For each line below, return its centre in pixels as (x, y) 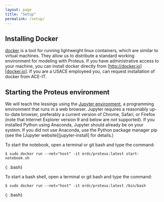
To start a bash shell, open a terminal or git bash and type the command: (79, 177)
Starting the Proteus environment (57, 92)
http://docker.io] (125, 66)
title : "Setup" (21, 14)
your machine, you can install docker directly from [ (57, 66)
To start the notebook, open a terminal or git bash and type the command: (80, 145)
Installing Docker (32, 39)
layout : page (18, 10)
